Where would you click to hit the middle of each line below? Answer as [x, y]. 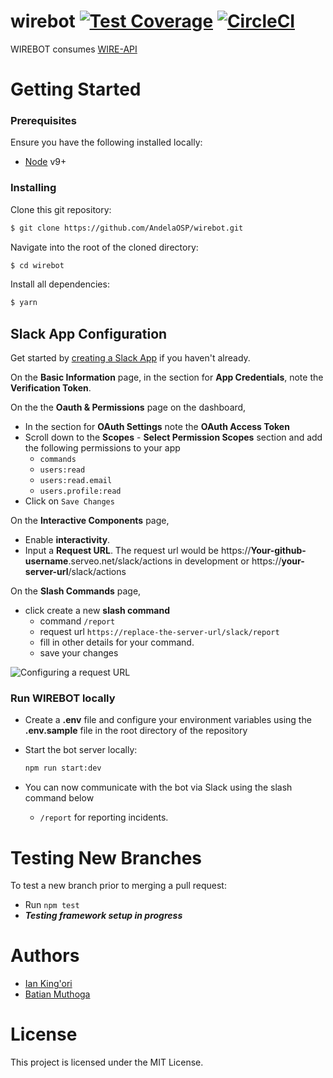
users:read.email [76, 481]
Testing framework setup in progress [103, 916]
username [46, 561]
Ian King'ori [48, 984]
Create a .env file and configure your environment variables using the [168, 720]
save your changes [79, 653]
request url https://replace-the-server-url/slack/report [159, 632]
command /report [77, 621]
